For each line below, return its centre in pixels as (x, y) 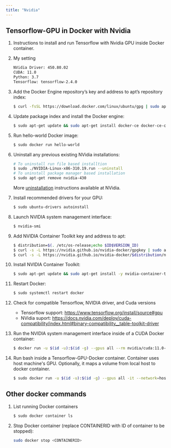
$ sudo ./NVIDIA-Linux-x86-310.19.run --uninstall (68, 169)
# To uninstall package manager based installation (69, 173)
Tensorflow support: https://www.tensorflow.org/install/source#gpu (92, 313)
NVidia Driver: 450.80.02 (40, 68)
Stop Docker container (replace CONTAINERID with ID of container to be (89, 426)
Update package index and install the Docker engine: (69, 116)
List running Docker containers (46, 406)
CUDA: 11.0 (25, 73)
